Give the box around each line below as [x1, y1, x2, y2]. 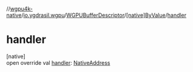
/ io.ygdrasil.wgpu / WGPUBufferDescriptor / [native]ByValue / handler [21, 11, 187, 19]
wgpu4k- [10, 5, 33, 12]
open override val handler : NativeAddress [6, 59, 110, 66]
